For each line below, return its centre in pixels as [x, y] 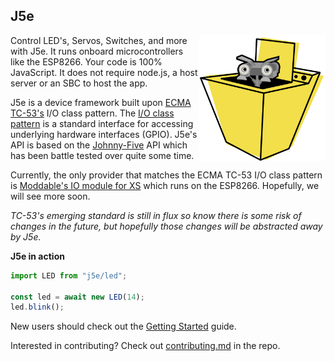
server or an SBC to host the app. [79, 83]
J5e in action [37, 256]
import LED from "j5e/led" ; [69, 275]
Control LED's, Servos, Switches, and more [99, 40]
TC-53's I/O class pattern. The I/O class [92, 113]
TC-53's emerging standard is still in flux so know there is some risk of [156, 215]
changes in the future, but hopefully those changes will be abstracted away [166, 226]
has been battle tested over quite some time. [102, 155]
